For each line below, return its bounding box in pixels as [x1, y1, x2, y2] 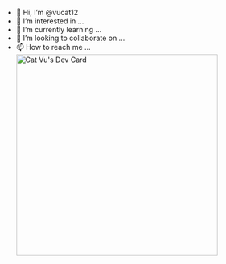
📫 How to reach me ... [15, 43, 91, 52]
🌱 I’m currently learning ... [15, 25, 102, 34]
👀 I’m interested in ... [15, 16, 84, 26]
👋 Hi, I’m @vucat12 [15, 8, 79, 17]
